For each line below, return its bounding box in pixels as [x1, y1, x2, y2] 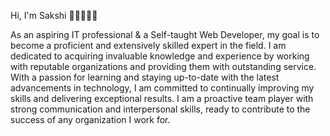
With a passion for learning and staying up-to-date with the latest [10, 71, 280, 83]
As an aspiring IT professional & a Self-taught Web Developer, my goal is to [10, 29, 320, 40]
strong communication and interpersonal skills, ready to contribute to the [10, 103, 311, 115]
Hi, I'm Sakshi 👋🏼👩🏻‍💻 [10, 10, 98, 21]
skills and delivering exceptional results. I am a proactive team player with [10, 93, 314, 104]
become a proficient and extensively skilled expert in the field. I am [10, 40, 287, 51]
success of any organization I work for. [10, 114, 171, 125]
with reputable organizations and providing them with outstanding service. [10, 61, 317, 72]
